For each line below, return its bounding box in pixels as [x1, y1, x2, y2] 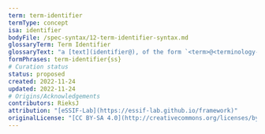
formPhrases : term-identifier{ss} [8, 56, 122, 64]
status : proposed [8, 70, 65, 78]
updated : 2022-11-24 [8, 84, 77, 93]
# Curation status [8, 63, 69, 71]
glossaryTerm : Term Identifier [8, 41, 111, 49]
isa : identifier [8, 26, 62, 34]
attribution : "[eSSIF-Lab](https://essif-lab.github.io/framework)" [8, 107, 238, 115]
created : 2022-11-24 [8, 77, 77, 85]
